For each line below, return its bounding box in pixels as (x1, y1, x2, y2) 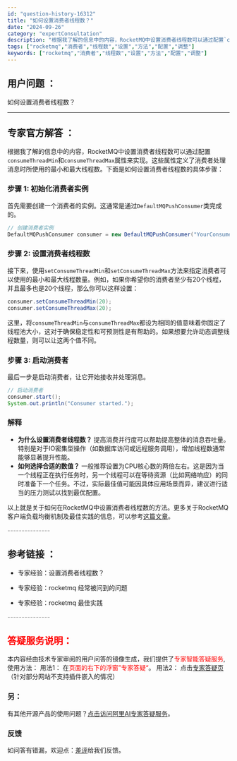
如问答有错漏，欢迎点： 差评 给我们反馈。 (7, 746, 125, 755)
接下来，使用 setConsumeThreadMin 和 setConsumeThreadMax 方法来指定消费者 (7, 266, 221, 275)
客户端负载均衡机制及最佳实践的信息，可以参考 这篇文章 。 (7, 512, 174, 520)
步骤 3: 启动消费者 (7, 355, 69, 365)
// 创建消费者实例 (7, 224, 54, 232)
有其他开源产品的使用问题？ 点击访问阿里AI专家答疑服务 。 (7, 709, 174, 717)
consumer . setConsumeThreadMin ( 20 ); (7, 298, 112, 305)
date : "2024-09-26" (7, 23, 65, 30)
